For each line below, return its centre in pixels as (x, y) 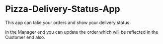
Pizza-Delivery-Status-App (63, 9)
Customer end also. (25, 37)
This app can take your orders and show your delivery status (67, 22)
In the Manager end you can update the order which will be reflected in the (82, 32)
